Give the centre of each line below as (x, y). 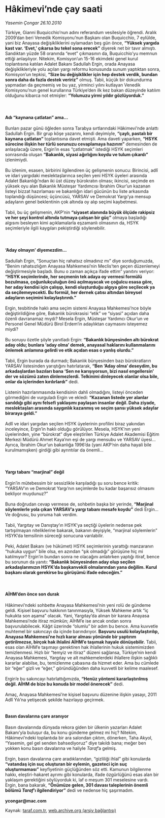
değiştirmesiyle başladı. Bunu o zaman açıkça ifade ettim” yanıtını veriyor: (80, 272)
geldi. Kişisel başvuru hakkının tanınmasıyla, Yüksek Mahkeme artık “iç (77, 610)
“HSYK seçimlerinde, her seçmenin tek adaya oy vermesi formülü (74, 277)
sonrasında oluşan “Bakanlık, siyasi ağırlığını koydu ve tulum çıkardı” (77, 155)
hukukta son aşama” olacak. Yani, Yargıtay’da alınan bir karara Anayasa (77, 615)
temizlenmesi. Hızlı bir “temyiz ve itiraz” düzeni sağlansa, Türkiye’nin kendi (81, 652)
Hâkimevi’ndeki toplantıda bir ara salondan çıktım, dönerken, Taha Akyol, (79, 737)
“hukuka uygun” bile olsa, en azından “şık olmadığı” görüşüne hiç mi (74, 551)
